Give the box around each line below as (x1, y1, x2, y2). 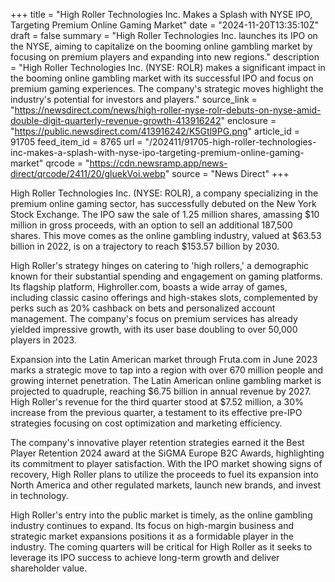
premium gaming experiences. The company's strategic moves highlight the (10, 83, 324, 94)
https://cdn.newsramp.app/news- (89, 157, 228, 169)
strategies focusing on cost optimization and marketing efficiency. (10, 417, 283, 429)
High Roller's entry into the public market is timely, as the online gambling (10, 509, 313, 521)
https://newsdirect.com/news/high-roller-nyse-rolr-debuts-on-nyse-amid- (14, 104, 322, 116)
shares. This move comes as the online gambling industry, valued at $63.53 (10, 230, 322, 241)
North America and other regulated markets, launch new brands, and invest (10, 479, 322, 491)
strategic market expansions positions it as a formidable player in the (10, 530, 295, 542)
